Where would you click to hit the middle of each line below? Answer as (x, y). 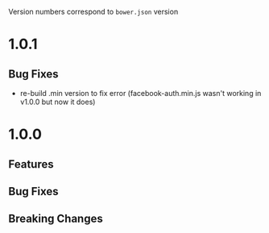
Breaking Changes (56, 219)
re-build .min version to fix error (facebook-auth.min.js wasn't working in (141, 93)
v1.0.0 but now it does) (58, 102)
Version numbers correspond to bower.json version (93, 12)
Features (31, 164)
